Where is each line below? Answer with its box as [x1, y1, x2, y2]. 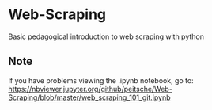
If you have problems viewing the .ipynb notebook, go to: [8, 75, 194, 85]
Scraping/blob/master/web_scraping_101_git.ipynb [8, 93, 172, 102]
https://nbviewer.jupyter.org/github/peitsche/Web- [8, 84, 172, 93]
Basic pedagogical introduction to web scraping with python [8, 32, 204, 41]
